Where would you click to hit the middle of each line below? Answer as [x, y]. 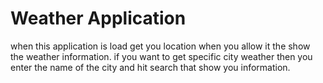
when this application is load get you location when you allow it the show [160, 46]
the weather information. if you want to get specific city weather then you [161, 56]
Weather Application [98, 18]
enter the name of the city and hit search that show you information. [150, 67]
